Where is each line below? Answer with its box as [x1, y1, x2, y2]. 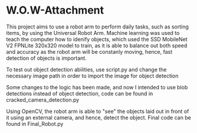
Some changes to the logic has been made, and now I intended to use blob [6, 83, 188, 90]
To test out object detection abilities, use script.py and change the [6, 66, 167, 73]
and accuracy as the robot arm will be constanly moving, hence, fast [6, 48, 173, 55]
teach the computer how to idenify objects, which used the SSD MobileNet [6, 35, 188, 43]
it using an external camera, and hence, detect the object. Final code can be [6, 113, 192, 121]
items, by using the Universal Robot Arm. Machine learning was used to [6, 29, 180, 36]
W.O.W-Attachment [6, 4, 104, 17]
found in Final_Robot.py [6, 120, 64, 127]
